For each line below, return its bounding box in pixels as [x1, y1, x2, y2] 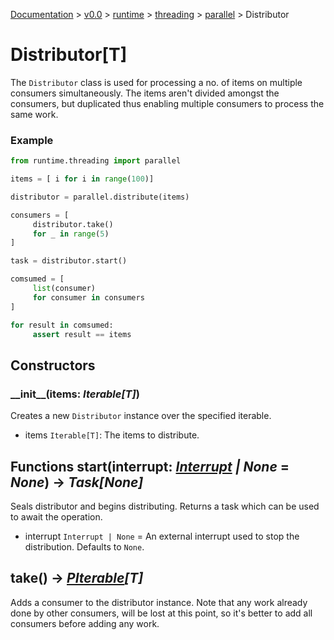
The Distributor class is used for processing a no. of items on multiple [10, 76, 303, 88]
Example [10, 133, 54, 147]
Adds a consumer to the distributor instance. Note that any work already [10, 596, 308, 608]
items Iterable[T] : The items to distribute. [24, 429, 200, 441]
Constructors [10, 357, 96, 374]
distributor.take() [32, 219, 114, 229]
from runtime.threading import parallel [10, 156, 182, 166]
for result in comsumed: [10, 320, 114, 330]
